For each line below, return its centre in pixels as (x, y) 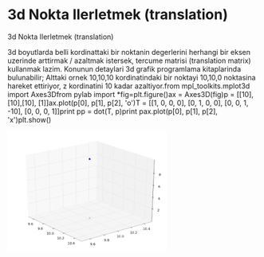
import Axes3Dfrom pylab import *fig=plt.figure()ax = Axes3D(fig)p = (121, 94)
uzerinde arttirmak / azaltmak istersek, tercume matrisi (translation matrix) (130, 60)
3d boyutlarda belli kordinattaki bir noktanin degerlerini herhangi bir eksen (129, 52)
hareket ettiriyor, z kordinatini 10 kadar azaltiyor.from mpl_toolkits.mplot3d (129, 86)
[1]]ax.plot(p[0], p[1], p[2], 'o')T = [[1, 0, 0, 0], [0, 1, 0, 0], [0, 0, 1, (143, 103)
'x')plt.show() (30, 119)
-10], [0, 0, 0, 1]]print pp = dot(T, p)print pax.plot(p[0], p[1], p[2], (113, 111)
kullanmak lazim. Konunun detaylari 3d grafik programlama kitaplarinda (124, 68)
